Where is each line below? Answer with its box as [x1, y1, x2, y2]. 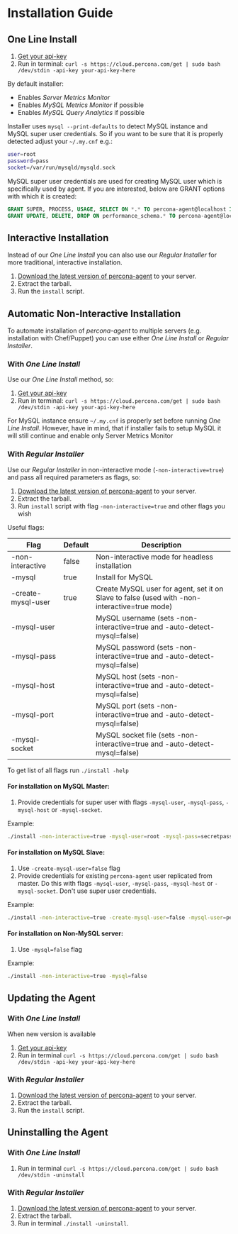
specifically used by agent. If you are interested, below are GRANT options [7, 184, 225, 193]
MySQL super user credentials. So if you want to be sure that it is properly [7, 130, 224, 138]
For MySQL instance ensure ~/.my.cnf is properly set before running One [7, 416, 221, 425]
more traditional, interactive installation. [7, 258, 123, 267]
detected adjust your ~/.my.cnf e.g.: [7, 137, 113, 145]
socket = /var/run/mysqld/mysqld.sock [7, 164, 115, 171]
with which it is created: [7, 191, 77, 200]
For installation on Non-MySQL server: [7, 929, 124, 938]
